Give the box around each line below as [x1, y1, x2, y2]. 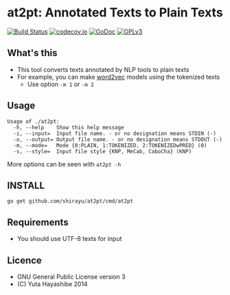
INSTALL [7, 179, 45, 191]
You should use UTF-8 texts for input [16, 235, 122, 243]
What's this [7, 47, 58, 59]
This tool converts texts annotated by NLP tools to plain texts [16, 65, 189, 73]
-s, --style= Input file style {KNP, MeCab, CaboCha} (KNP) [13, 148, 192, 155]
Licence [7, 255, 43, 266]
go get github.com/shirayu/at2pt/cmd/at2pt [7, 198, 134, 205]
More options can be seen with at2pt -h [7, 159, 122, 168]
